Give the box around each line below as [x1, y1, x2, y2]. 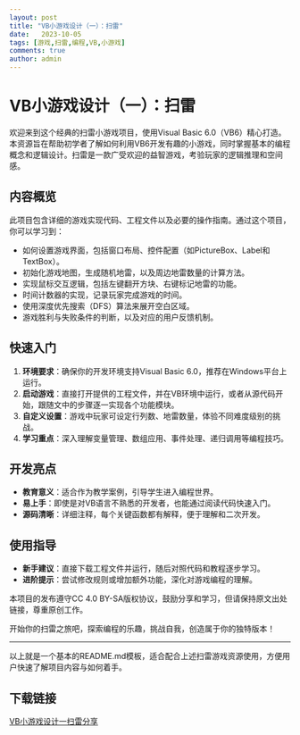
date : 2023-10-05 [9, 29, 82, 38]
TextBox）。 [21, 255, 64, 266]
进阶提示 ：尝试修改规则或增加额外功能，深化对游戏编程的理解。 [21, 574, 257, 585]
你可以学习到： [9, 225, 64, 237]
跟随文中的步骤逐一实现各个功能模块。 [37, 399, 179, 410]
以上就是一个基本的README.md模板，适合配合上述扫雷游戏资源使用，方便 [9, 651, 283, 662]
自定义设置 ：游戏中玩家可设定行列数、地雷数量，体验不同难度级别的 [21, 410, 273, 421]
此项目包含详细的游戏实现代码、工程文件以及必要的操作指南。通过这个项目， [9, 214, 291, 225]
